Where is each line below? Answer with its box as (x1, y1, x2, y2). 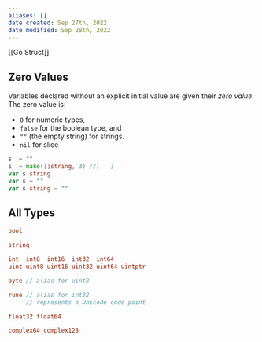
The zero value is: (8, 100, 66, 109)
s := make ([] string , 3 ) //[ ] (8, 163, 114, 171)
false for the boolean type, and (19, 123, 122, 133)
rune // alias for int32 (8, 291, 90, 299)
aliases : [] (8, 11, 47, 20)
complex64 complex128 (8, 327, 79, 335)
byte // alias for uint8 (8, 277, 90, 285)
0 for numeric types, (19, 115, 85, 124)
